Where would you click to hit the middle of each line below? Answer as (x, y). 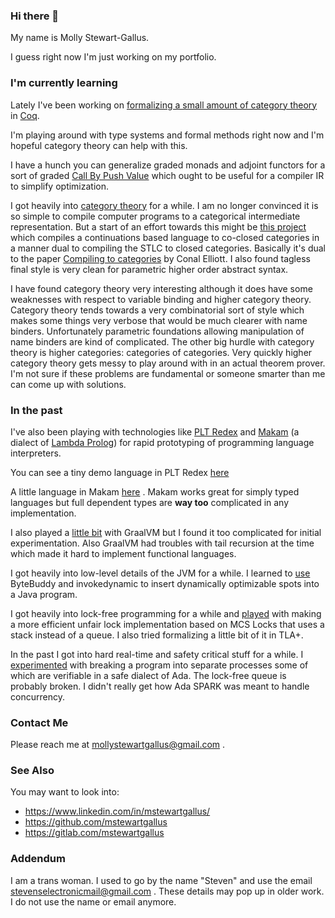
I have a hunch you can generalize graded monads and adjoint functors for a (168, 165)
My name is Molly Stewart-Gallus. (80, 38)
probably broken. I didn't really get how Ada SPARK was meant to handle (160, 686)
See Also (32, 771)
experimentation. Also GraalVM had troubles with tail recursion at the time (162, 543)
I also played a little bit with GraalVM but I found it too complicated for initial (166, 532)
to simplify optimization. (60, 186)
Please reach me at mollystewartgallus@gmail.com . (118, 745)
